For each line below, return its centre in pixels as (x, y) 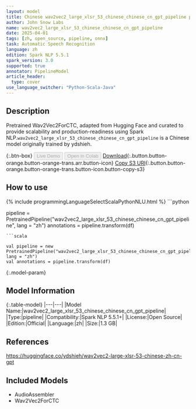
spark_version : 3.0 (30, 60)
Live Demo (48, 156)
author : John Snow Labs (35, 22)
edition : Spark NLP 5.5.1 (37, 55)
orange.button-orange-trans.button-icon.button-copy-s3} (76, 169)
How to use (27, 188)
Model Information (41, 291)
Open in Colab (83, 156)
